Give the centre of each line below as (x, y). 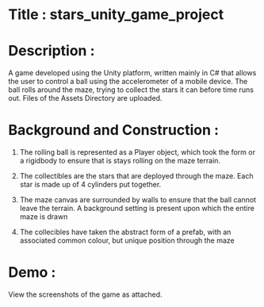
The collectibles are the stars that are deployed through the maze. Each (136, 176)
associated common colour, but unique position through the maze (127, 240)
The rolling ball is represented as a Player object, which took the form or (138, 152)
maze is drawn (44, 217)
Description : (52, 51)
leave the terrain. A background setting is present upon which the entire (137, 209)
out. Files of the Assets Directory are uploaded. (85, 98)
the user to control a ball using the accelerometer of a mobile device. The (128, 82)
